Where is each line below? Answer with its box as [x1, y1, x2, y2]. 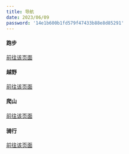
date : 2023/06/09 [6, 14, 50, 20]
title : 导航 [6, 8, 34, 15]
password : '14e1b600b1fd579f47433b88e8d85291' [6, 20, 124, 26]
